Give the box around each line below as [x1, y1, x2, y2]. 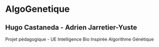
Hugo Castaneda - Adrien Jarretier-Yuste [5, 23, 137, 32]
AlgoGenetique [5, 3, 70, 15]
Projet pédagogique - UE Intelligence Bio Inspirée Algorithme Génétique [5, 36, 154, 42]
